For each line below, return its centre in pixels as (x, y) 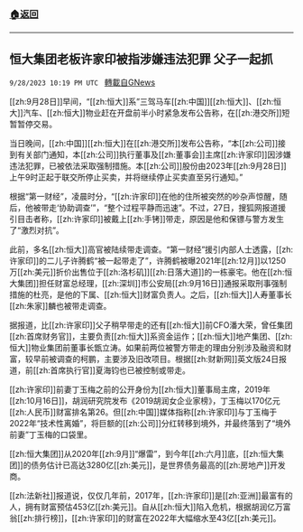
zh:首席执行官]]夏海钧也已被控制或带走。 (115, 370)
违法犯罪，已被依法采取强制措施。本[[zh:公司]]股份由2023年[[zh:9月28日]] (148, 166)
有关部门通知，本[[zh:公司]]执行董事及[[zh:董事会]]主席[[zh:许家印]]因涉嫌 (154, 154)
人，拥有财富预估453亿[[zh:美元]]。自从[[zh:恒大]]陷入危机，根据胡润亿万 (146, 507)
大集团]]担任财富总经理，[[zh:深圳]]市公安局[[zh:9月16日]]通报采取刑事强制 (148, 284)
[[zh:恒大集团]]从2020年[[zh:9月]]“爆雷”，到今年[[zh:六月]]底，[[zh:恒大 (143, 454)
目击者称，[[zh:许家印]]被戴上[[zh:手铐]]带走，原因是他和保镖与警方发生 (150, 219)
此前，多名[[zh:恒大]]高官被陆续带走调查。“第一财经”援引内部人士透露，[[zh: (151, 249)
